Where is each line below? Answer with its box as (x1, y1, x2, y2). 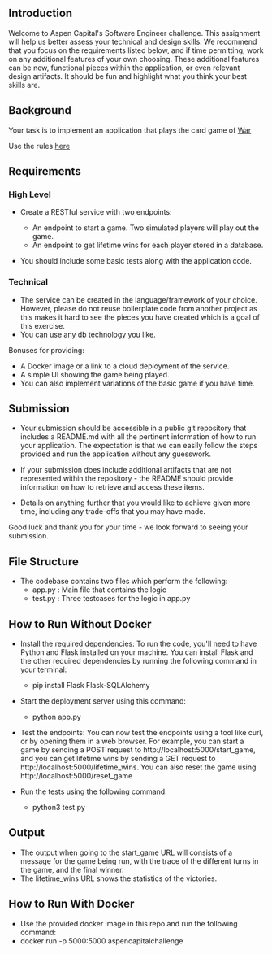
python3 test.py (32, 803, 85, 812)
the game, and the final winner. (19, 865, 124, 874)
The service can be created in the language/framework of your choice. (19, 294, 257, 304)
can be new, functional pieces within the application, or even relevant (8, 63, 240, 72)
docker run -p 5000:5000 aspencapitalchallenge (19, 935, 183, 946)
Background (8, 103, 71, 117)
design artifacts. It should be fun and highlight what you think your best (8, 71, 248, 81)
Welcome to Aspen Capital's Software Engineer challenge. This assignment (8, 28, 261, 37)
